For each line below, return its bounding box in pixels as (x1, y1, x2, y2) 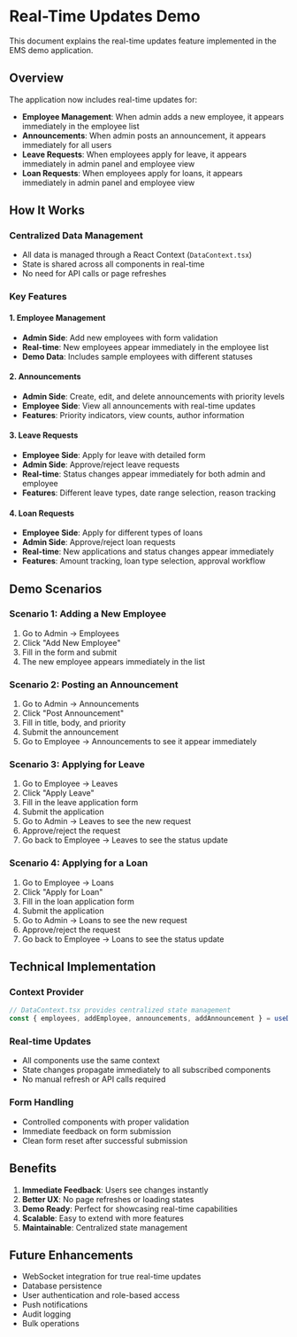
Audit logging (21, 1309, 72, 1319)
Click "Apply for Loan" (21, 886, 103, 897)
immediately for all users (21, 139, 112, 150)
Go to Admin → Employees (21, 627, 119, 639)
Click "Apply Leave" (21, 788, 95, 798)
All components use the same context (21, 1055, 161, 1066)
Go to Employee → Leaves (21, 778, 118, 789)
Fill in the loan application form (21, 896, 134, 906)
